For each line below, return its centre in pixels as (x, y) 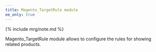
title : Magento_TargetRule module (42, 10)
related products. (23, 44)
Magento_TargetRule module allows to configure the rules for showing (78, 39)
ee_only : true (20, 15)
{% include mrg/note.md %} (35, 29)
